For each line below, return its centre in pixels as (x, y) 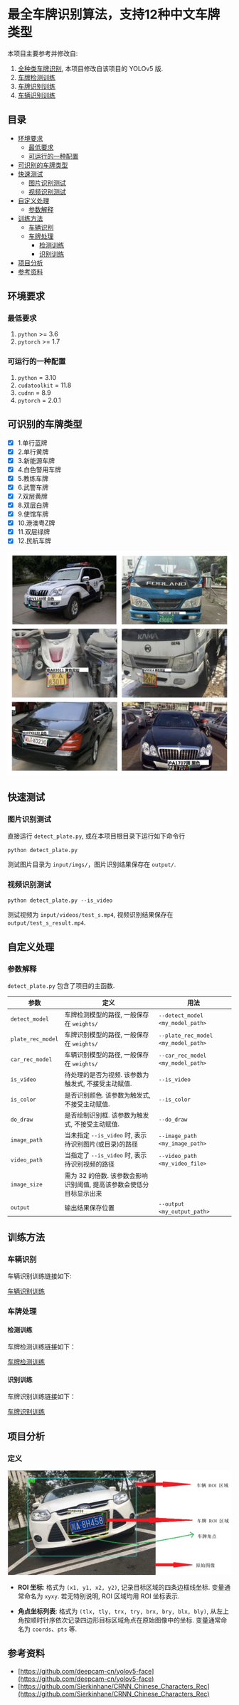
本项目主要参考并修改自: (43, 53)
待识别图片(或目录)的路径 (101, 1144)
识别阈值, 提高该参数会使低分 (107, 1184)
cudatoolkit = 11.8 (44, 385)
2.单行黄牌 (33, 452)
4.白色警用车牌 (39, 469)
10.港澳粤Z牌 (36, 523)
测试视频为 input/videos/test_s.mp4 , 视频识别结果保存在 (90, 915)
